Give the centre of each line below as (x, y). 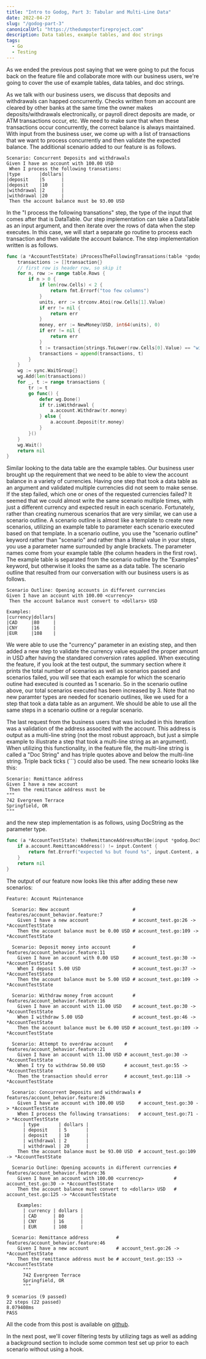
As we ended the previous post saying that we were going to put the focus (100, 69)
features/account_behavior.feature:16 (56, 1001)
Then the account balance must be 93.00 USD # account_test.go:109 (107, 1151)
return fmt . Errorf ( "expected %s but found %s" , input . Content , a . (115, 852)
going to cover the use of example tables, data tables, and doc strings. (96, 82)
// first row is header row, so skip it (70, 268)
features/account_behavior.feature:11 (56, 952)
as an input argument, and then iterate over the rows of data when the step (101, 226)
